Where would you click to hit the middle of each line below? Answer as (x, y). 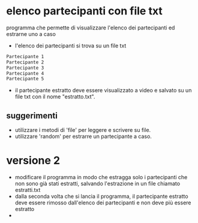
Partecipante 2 (25, 62)
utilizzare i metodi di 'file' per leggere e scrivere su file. (83, 130)
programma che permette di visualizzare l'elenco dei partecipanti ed (91, 28)
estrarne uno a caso (31, 34)
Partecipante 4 (25, 73)
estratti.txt (28, 190)
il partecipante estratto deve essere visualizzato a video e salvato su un (103, 91)
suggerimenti (32, 115)
